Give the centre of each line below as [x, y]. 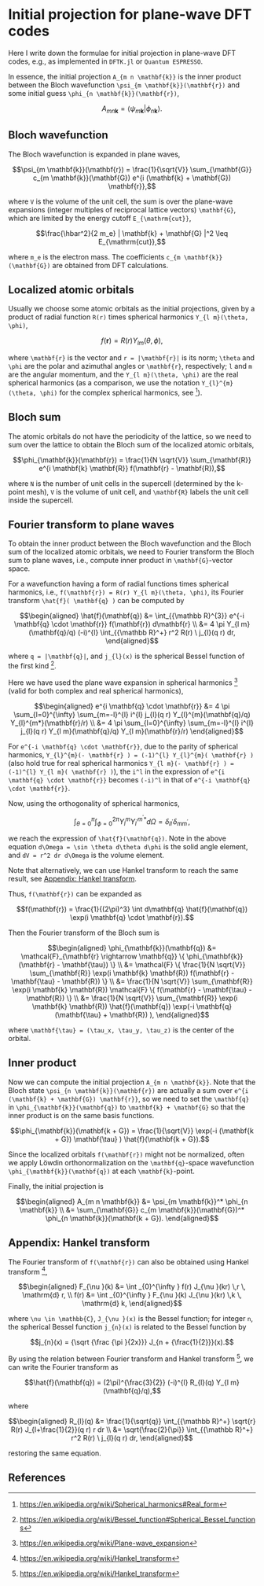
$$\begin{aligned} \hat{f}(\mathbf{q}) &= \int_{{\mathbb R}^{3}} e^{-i [132, 616]
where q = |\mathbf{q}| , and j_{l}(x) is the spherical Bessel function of [126, 656]
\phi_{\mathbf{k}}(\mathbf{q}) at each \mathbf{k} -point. [101, 1171]
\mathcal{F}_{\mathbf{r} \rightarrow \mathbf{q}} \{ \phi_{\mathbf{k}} [132, 956]
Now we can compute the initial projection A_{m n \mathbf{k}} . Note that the [132, 1082]
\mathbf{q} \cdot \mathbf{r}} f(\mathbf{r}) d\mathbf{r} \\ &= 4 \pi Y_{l [126, 624]
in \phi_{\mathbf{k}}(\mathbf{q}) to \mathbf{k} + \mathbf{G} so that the [127, 1107]
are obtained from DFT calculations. [110, 265]
